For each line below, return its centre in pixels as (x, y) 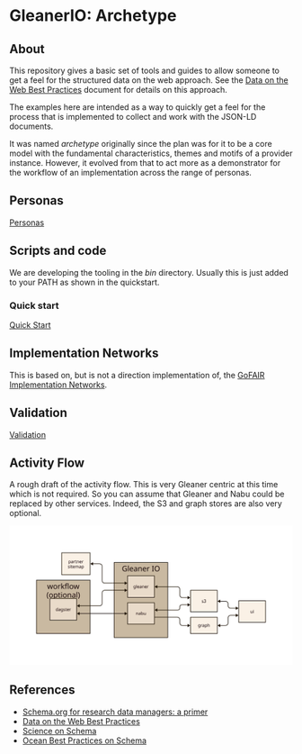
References (42, 690)
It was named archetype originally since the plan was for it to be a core (141, 144)
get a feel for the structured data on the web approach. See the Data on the (149, 80)
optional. (26, 513)
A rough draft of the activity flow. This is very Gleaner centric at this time (144, 485)
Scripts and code (58, 251)
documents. (31, 126)
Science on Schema (59, 731)
